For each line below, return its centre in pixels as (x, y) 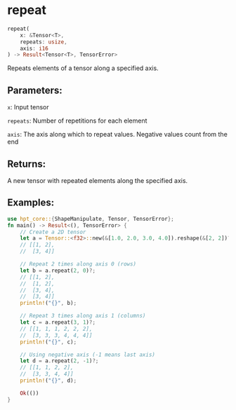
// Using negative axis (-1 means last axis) (88, 355)
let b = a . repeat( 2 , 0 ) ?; (58, 271)
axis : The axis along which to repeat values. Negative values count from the (118, 135)
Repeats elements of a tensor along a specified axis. (83, 68)
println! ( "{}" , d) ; (48, 381)
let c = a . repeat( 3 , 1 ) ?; (58, 322)
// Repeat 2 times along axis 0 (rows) (78, 264)
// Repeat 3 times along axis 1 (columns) (83, 316)
